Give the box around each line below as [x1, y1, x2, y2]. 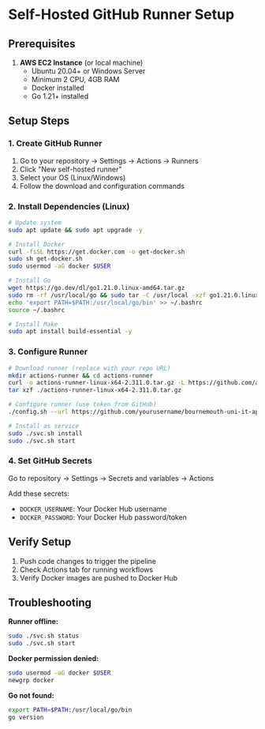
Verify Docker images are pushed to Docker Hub [19, 573, 177, 582]
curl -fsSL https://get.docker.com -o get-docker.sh [8, 247, 185, 256]
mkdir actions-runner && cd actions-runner [8, 371, 154, 380]
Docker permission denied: [8, 654, 99, 663]
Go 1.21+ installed [31, 92, 89, 100]
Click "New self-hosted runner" [19, 164, 122, 174]
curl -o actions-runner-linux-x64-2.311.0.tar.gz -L [8, 379, 185, 387]
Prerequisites [8, 37, 76, 51]
